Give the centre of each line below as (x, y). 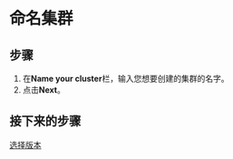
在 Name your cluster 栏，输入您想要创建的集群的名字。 (126, 79)
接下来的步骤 (45, 121)
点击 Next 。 (44, 90)
